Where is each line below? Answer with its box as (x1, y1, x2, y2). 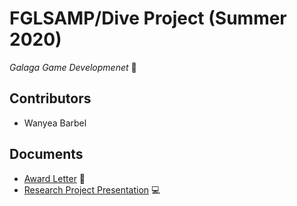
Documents (9, 146, 84, 163)
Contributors (9, 90, 92, 107)
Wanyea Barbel (23, 117, 87, 129)
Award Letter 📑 (23, 172, 86, 184)
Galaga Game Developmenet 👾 (9, 61, 137, 73)
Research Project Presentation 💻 (23, 183, 161, 196)
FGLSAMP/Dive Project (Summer (9, 7, 287, 30)
